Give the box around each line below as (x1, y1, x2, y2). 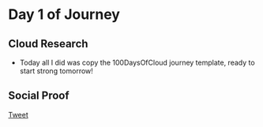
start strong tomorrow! (19, 66, 93, 76)
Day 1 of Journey (8, 6, 121, 24)
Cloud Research (8, 37, 88, 50)
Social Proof (8, 89, 70, 103)
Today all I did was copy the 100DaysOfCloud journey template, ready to (19, 58, 255, 67)
